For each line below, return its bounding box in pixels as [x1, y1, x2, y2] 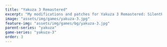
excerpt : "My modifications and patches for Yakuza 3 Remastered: [5, 12, 146, 17]
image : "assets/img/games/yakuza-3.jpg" [5, 16, 90, 21]
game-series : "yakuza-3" [5, 30, 57, 35]
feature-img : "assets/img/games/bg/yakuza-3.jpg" [5, 21, 110, 26]
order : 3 [5, 35, 23, 40]
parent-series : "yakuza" [5, 25, 57, 30]
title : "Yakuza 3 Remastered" [5, 7, 68, 12]
